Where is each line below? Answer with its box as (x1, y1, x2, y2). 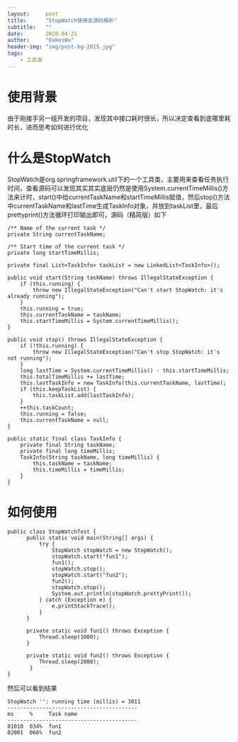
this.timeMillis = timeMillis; (33, 466, 125, 473)
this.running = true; (20, 305, 84, 312)
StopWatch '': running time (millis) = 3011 (7, 698, 141, 705)
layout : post (7, 10, 59, 18)
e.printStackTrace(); (52, 603, 115, 610)
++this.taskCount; (20, 404, 74, 411)
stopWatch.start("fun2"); (52, 571, 129, 578)
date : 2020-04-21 (7, 30, 78, 38)
